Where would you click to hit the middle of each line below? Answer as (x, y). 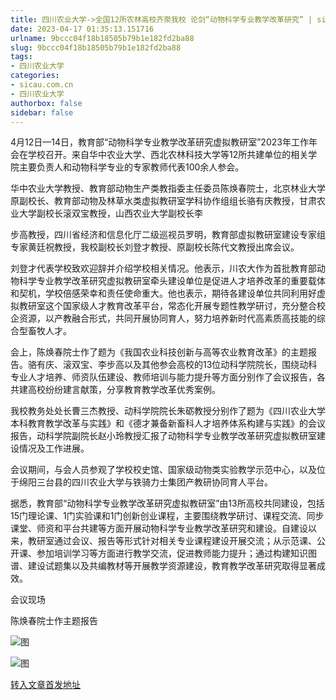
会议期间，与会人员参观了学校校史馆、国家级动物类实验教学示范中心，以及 (163, 470)
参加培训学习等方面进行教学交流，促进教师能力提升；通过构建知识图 (176, 553)
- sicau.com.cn (42, 85)
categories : (35, 76)
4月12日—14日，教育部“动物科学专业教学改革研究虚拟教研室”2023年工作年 (164, 142)
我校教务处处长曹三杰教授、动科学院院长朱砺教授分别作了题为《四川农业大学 (168, 411)
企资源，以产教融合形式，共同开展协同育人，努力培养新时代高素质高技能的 (163, 318)
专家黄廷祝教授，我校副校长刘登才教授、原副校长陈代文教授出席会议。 (155, 247)
